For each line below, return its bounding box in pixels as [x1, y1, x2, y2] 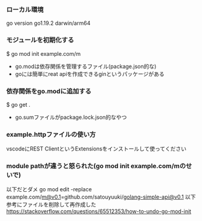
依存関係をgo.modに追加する [6, 87, 92, 95]
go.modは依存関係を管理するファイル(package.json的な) [15, 63, 157, 70]
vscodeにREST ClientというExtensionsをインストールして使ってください [6, 145, 186, 152]
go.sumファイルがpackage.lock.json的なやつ [15, 114, 127, 121]
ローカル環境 [6, 5, 44, 13]
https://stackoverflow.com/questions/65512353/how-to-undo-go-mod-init [6, 208, 192, 215]
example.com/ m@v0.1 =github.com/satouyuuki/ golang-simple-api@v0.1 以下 [6, 193, 197, 201]
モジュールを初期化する [6, 36, 74, 44]
